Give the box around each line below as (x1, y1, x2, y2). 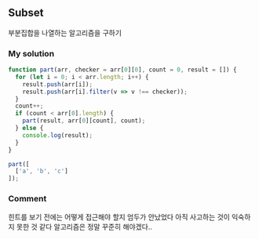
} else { (15, 125, 44, 132)
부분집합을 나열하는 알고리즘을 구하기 (8, 27, 122, 38)
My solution (8, 48, 55, 59)
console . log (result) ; (22, 131, 93, 139)
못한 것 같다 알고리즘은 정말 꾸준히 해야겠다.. (16, 222, 153, 231)
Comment (8, 194, 47, 205)
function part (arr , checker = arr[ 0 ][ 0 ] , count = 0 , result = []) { (8, 66, 237, 74)
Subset (8, 6, 45, 20)
